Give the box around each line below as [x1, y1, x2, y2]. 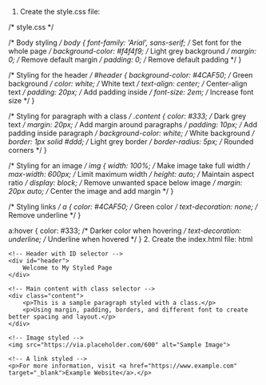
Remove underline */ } [8, 211, 81, 219]
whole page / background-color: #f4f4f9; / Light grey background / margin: [8, 46, 257, 55]
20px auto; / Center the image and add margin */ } [8, 186, 174, 195]
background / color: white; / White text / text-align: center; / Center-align [8, 79, 248, 88]
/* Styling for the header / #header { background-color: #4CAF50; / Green [8, 70, 253, 79]
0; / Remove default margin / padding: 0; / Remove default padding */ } [8, 55, 242, 64]
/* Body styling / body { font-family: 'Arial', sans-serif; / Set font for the [8, 38, 242, 47]
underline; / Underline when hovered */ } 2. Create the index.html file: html [8, 235, 253, 243]
